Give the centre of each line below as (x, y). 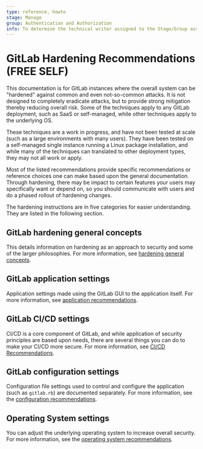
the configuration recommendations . (52, 399)
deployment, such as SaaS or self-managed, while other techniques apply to (101, 114)
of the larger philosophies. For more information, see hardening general (95, 254)
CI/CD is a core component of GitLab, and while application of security (94, 333)
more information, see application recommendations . (72, 300)
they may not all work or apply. (45, 158)
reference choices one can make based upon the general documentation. (98, 176)
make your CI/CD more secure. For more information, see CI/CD (86, 346)
